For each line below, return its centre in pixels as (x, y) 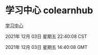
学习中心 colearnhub (49, 10)
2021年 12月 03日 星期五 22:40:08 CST (46, 36)
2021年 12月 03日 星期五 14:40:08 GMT (46, 47)
